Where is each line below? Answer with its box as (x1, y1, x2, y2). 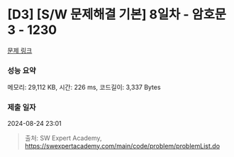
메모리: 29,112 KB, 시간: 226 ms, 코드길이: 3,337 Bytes (7, 83, 161, 92)
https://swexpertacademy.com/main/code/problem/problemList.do (24, 141, 221, 150)
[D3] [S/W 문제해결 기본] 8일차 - (7, 6, 189, 23)
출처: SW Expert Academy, (24, 134, 102, 142)
